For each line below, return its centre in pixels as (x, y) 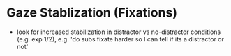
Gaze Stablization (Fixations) (92, 13)
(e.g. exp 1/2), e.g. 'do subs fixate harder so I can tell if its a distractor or (120, 39)
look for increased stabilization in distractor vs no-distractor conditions (119, 32)
